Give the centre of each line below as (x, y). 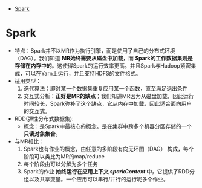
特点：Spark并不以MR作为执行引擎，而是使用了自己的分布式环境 (95, 50)
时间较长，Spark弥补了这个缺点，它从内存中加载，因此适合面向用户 (108, 103)
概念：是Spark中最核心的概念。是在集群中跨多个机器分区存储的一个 (108, 126)
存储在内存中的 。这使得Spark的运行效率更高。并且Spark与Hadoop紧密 (103, 65)
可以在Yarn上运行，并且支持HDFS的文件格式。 (83, 73)
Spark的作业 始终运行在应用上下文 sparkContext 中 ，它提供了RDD (106, 171)
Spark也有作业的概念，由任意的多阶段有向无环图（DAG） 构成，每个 (109, 149)
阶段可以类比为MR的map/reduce (64, 156)
